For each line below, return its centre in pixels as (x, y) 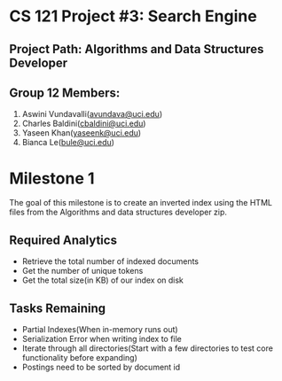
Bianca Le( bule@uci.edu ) (68, 143)
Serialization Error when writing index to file (102, 338)
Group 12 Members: (65, 93)
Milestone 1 (52, 178)
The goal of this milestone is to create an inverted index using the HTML (141, 203)
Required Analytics (63, 240)
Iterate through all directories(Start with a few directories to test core (147, 348)
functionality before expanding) (79, 357)
